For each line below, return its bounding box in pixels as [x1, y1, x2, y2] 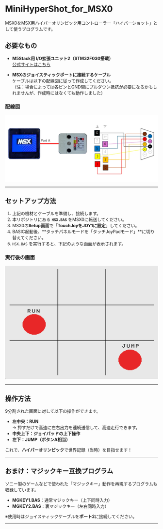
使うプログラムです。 [13, 26, 56, 32]
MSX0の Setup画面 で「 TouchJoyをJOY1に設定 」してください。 [12, 223, 140, 229]
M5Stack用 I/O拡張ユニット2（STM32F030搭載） [12, 55, 114, 61]
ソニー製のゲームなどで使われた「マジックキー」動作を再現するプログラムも [5, 481, 158, 486]
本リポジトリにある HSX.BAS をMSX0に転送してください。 [12, 217, 127, 222]
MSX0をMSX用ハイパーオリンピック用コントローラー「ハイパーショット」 [5, 20, 154, 26]
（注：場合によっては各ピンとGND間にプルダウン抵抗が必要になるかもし [12, 84, 158, 90]
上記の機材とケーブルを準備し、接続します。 [12, 211, 101, 217]
